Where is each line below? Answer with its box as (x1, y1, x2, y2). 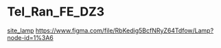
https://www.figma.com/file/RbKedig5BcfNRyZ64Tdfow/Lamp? (35, 26, 214, 34)
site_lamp (7, 26, 34, 34)
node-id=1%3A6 (7, 33, 54, 41)
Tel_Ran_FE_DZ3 (7, 4, 105, 20)
